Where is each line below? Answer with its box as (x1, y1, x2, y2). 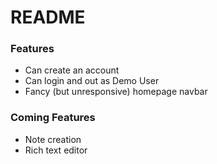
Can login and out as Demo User (24, 75, 160, 87)
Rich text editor (24, 144, 88, 156)
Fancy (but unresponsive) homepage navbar (24, 86, 208, 98)
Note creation (24, 133, 82, 145)
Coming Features (10, 111, 96, 125)
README (10, 6, 86, 29)
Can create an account (24, 64, 120, 76)
